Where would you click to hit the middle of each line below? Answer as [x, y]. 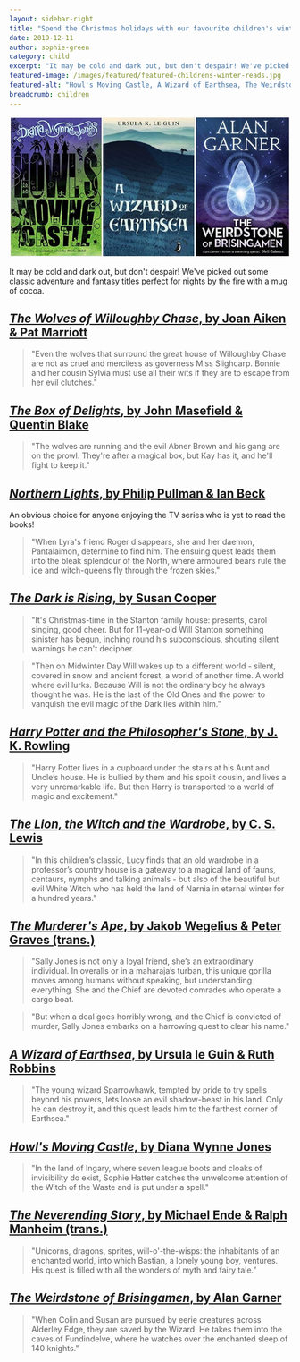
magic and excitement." [75, 796]
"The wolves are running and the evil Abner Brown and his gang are [156, 447]
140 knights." [55, 1348]
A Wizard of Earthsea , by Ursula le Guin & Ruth [142, 1055]
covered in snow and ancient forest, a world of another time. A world [157, 675]
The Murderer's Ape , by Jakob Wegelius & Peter [146, 926]
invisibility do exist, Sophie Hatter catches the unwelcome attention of [159, 1178]
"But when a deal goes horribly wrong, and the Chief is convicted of [156, 1017]
